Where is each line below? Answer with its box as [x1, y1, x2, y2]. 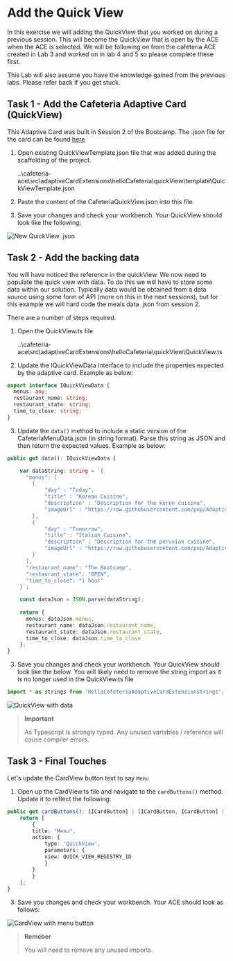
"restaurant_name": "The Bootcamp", [25, 564, 132, 571]
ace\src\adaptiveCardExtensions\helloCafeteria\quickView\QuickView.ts [17, 347, 223, 356]
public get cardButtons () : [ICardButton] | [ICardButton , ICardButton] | [7, 808, 225, 815]
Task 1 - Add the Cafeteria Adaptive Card [7, 99, 187, 110]
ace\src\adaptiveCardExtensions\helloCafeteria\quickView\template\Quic [17, 176, 225, 185]
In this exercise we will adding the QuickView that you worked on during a [7, 28, 218, 36]
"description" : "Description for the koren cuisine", [44, 500, 207, 507]
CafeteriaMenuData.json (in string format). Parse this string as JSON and [17, 434, 225, 442]
